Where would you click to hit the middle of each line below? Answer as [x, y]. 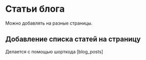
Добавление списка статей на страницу [73, 39]
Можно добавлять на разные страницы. [49, 23]
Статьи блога [35, 9]
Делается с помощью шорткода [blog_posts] [54, 51]
